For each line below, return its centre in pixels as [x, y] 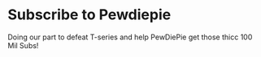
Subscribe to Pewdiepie [89, 15]
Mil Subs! [23, 45]
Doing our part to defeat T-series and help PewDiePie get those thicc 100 [130, 37]
